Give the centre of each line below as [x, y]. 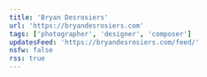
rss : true [27, 58]
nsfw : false [31, 50]
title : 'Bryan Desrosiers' [59, 17]
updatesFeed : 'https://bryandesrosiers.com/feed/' [104, 42]
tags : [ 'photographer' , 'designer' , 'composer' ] [100, 34]
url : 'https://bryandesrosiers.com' [77, 26]
